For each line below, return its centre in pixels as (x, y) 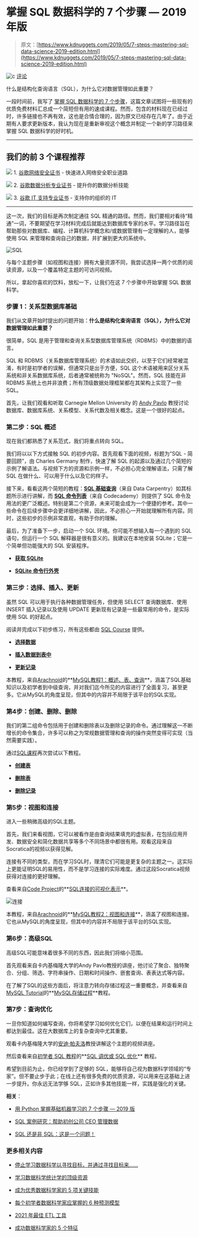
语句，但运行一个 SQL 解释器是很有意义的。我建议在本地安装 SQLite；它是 (97, 538)
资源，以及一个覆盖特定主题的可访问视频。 (63, 269)
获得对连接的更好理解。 (35, 876)
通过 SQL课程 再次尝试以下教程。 (45, 753)
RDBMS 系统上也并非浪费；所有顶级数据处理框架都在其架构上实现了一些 (94, 383)
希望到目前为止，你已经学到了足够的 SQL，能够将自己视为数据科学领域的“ (96, 1069)
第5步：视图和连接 (33, 807)
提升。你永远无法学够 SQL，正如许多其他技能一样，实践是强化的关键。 (103, 1083)
